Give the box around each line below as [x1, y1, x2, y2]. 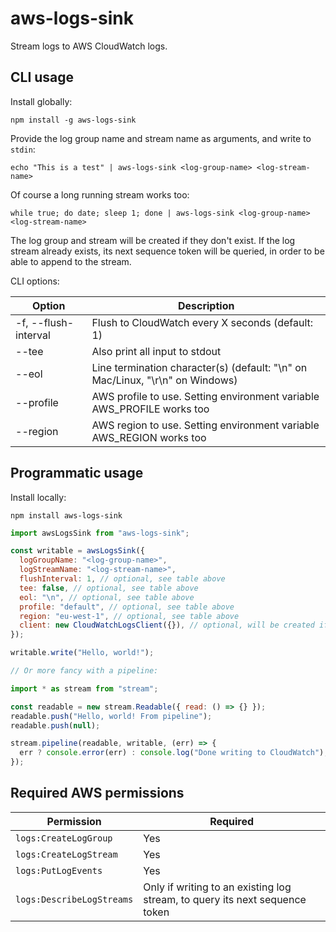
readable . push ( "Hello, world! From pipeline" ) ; [10, 711, 213, 721]
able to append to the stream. [10, 255, 132, 267]
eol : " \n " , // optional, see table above [19, 592, 195, 602]
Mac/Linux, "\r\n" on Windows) [91, 373, 238, 387]
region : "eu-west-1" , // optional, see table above [19, 611, 240, 621]
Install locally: [10, 491, 67, 503]
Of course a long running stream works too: [10, 188, 190, 201]
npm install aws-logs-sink [10, 510, 123, 521]
